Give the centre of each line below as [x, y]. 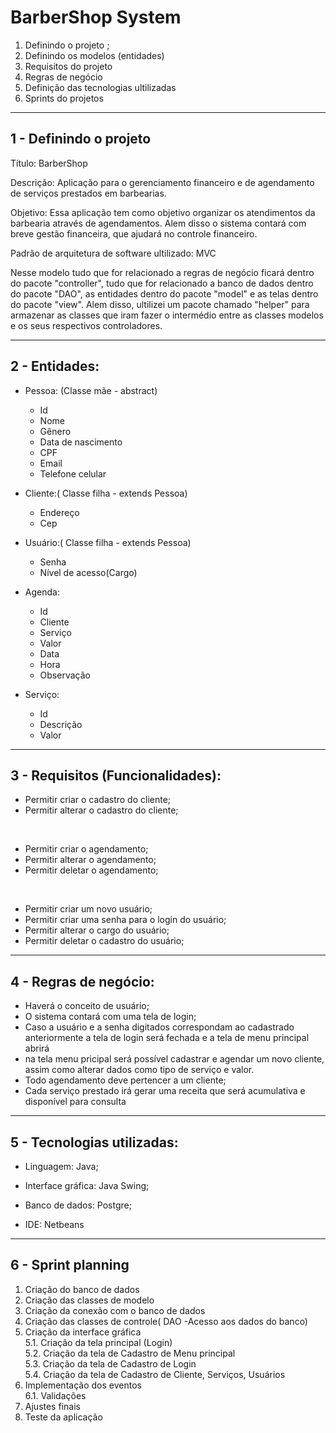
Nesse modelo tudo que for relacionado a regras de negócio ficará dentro [162, 272]
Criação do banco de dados [82, 1289]
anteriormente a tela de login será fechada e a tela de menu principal [167, 1038]
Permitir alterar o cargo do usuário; [97, 930]
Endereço [59, 512]
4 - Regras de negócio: [82, 981]
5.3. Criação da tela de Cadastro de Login [110, 1363]
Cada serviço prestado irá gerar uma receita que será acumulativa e [165, 1091]
